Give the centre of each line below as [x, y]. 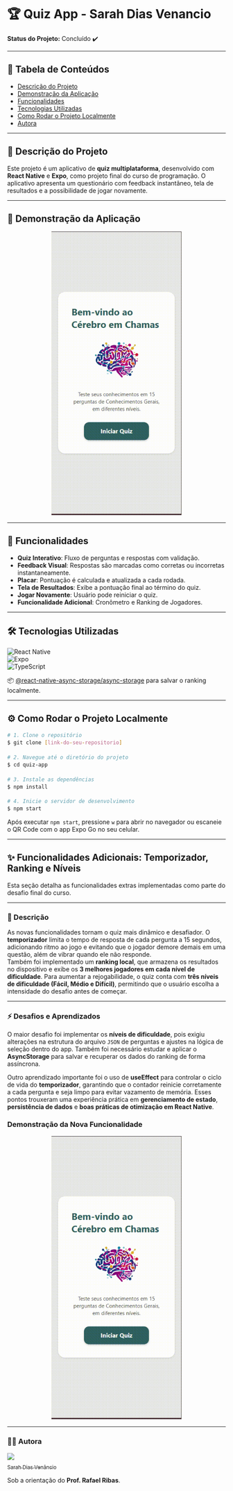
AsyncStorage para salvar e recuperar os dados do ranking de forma [106, 1056]
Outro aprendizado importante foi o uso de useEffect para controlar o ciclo [114, 1077]
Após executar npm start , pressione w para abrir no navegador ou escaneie [114, 822]
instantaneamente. [44, 572]
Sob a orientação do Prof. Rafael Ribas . [64, 1480]
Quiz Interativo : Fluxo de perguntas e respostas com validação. [108, 558]
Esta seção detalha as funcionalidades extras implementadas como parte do [116, 885]
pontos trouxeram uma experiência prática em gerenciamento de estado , [113, 1099]
